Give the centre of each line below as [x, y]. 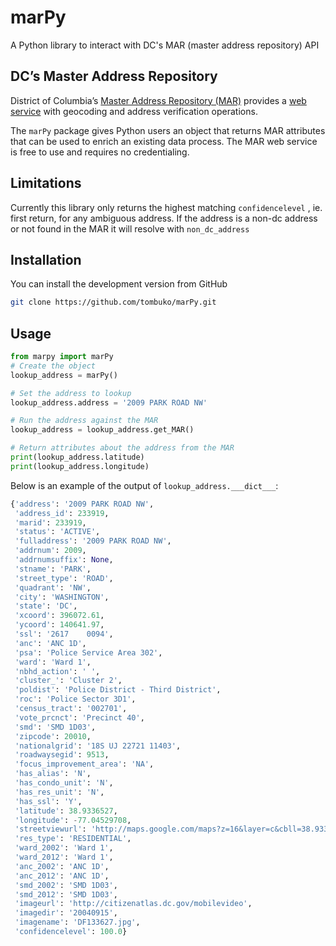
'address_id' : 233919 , [62, 513]
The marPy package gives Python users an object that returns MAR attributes [168, 130]
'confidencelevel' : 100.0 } [71, 932]
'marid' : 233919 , [50, 522]
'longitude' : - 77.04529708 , [73, 820]
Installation [46, 259]
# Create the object [53, 366]
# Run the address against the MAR [84, 421]
